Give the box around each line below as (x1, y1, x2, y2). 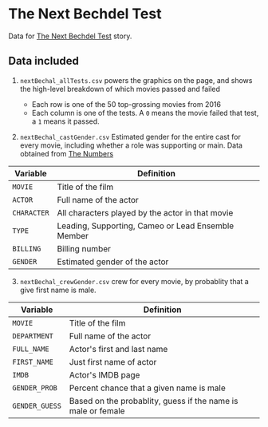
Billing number (57, 243, 112, 254)
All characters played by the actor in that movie (57, 207, 234, 218)
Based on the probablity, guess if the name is (69, 395, 238, 406)
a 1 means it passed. (31, 117, 100, 126)
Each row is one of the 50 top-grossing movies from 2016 (31, 99, 222, 109)
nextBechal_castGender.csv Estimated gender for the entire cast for (19, 132, 241, 141)
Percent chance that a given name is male (69, 382, 226, 393)
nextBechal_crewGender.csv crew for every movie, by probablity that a (19, 276, 249, 286)
